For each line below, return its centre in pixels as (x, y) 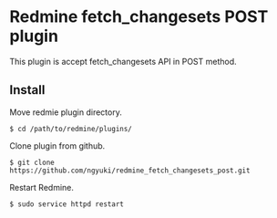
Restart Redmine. (42, 187)
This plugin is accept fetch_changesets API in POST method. (123, 61)
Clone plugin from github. (57, 145)
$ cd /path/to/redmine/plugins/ (71, 129)
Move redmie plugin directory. (66, 112)
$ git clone (32, 162)
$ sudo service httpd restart (67, 204)
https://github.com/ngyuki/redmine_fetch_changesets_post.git (130, 171)
